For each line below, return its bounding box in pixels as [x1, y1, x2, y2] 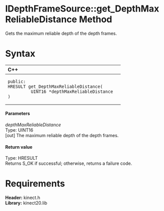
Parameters [5, 111, 30, 117]
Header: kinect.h [5, 194, 40, 201]
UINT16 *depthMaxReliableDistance [31, 88, 113, 94]
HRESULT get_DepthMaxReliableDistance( [8, 83, 103, 89]
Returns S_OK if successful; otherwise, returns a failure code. [5, 160, 132, 166]
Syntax [5, 48, 36, 59]
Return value [5, 144, 33, 150]
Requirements [5, 178, 65, 189]
